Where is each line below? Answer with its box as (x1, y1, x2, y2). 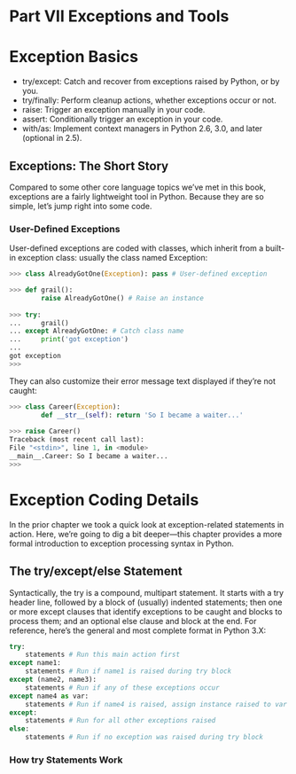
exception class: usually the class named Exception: (17, 253, 208, 263)
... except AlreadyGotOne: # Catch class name (9, 326, 184, 336)
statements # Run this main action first (25, 650, 180, 660)
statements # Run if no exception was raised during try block (25, 733, 264, 742)
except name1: (9, 659, 62, 668)
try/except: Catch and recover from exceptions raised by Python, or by (21, 76, 280, 87)
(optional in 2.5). (21, 133, 82, 144)
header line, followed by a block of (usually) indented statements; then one (9, 597, 283, 607)
